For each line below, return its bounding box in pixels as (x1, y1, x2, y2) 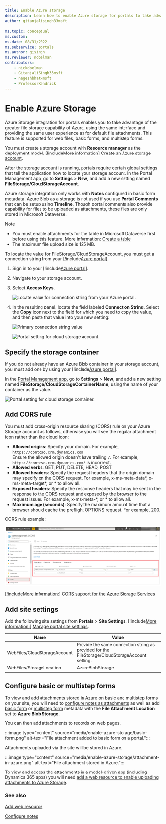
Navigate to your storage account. (12, 275, 82, 281)
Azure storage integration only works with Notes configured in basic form (5, 190, 156, 196)
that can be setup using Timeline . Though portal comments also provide (5, 201, 153, 206)
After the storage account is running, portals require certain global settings (5, 165, 158, 171)
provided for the (76, 647, 110, 653)
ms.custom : (5, 34, 28, 39)
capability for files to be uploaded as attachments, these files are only (5, 206, 147, 212)
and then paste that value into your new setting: (12, 314, 110, 320)
